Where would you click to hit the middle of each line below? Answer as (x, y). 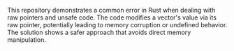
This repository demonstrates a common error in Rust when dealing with (111, 10)
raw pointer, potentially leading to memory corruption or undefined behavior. (117, 25)
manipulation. (27, 40)
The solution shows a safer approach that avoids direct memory (99, 32)
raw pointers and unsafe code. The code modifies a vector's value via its (112, 17)
